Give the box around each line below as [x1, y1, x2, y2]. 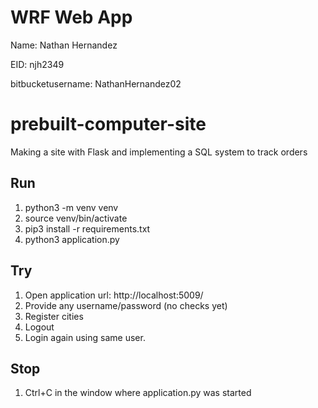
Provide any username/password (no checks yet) [24, 299, 228, 311]
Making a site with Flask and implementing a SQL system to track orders [10, 146, 308, 158]
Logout [24, 321, 55, 333]
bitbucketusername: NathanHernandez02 [10, 77, 182, 90]
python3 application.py [24, 233, 120, 245]
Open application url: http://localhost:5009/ [24, 289, 204, 301]
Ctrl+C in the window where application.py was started [24, 387, 252, 399]
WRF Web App [10, 6, 133, 29]
